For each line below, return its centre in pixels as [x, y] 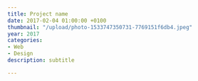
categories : [25, 40]
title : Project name [38, 14]
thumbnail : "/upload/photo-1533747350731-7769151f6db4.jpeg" [100, 27]
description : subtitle [41, 60]
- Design [20, 54]
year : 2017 [24, 34]
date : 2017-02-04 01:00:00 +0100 [57, 21]
